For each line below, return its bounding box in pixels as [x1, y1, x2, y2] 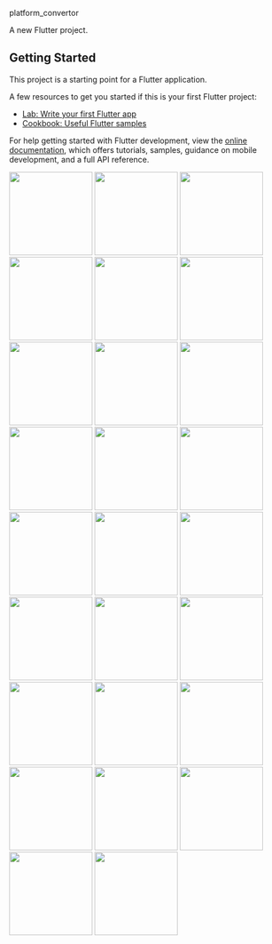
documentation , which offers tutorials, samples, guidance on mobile [9, 144, 257, 155]
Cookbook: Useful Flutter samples [21, 117, 147, 128]
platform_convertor [9, 8, 80, 18]
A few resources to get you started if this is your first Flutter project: [9, 91, 257, 101]
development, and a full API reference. [9, 154, 150, 164]
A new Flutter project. [9, 25, 89, 35]
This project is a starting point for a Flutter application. [9, 74, 207, 84]
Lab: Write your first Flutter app [21, 108, 137, 119]
